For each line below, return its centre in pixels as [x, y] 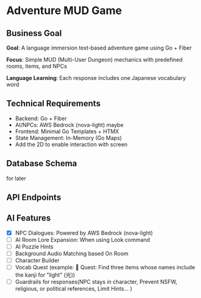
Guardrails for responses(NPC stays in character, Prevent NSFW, [96, 282]
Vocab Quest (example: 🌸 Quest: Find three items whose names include [105, 267]
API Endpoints [34, 198]
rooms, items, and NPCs [37, 66]
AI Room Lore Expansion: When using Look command [83, 239]
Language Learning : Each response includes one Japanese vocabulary [96, 78]
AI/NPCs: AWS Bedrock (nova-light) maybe [69, 125]
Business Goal [34, 33]
